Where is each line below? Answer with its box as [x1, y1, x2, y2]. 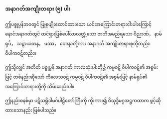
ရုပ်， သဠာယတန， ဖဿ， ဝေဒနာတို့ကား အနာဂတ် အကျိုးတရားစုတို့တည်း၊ [5, 41, 151, 47]
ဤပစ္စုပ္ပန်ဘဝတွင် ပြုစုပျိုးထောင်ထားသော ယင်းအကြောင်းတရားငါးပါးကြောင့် [5, 21, 152, 27]
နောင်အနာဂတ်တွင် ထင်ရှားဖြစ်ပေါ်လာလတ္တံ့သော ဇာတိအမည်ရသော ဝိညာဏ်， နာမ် [5, 31, 162, 37]
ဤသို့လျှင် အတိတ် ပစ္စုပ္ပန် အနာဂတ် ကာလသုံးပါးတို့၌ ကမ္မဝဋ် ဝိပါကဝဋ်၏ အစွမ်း [5, 64, 158, 70]
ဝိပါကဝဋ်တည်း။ [5, 50, 36, 56]
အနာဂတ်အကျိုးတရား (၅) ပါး [5, 5, 71, 12]
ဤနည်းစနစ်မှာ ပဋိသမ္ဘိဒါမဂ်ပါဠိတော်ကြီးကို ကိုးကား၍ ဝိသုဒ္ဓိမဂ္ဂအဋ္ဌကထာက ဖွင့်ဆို [5, 98, 161, 104]
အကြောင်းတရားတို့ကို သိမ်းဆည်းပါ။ [5, 84, 74, 90]
